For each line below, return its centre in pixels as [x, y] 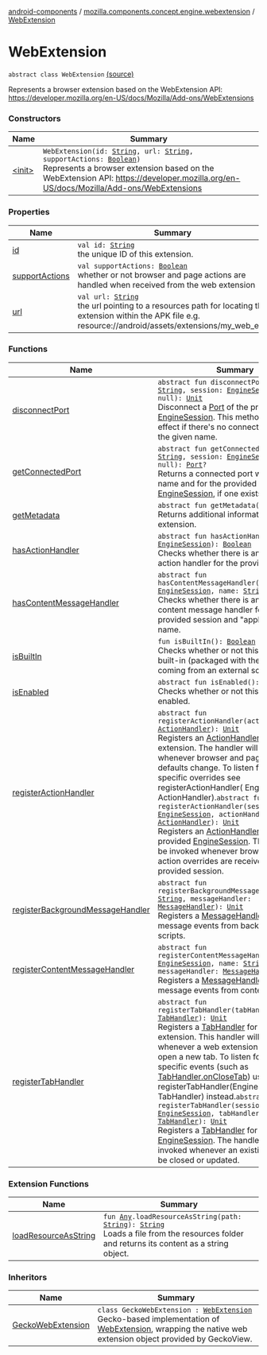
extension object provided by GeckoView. [175, 1339]
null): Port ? [182, 465]
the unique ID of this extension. [135, 254]
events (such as [219, 1067]
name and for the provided [207, 483]
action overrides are [195, 861]
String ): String [134, 1225]
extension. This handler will [209, 1036]
